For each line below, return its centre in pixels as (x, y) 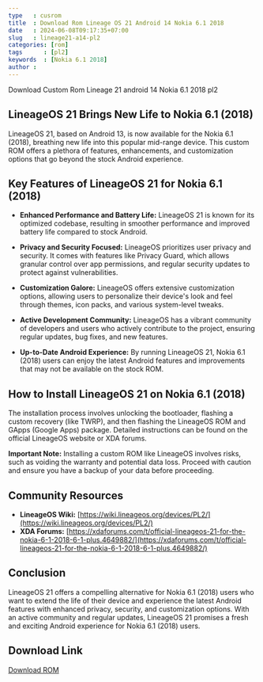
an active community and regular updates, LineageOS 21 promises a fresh (128, 617)
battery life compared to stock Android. (83, 232)
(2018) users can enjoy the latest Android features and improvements (132, 360)
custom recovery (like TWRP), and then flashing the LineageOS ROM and (127, 421)
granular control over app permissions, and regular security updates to (135, 264)
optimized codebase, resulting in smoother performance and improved (135, 223)
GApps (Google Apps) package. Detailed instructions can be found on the (128, 430)
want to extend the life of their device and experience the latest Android (125, 600)
